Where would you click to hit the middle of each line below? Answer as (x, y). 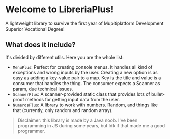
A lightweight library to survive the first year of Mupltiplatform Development (84, 23)
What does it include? (40, 45)
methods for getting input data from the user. (73, 99)
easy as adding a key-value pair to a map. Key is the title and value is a (87, 78)
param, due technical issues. (43, 89)
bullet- (158, 94)
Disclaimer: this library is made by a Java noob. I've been (78, 120)
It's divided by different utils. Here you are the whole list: (64, 57)
